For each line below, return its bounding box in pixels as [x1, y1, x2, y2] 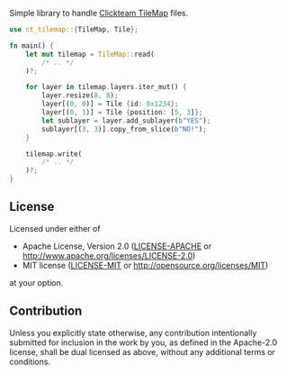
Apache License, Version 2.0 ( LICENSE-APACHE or [22, 241, 212, 251]
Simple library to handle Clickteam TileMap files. [9, 8, 189, 18]
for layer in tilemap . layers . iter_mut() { [25, 83, 187, 92]
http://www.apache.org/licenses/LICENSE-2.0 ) [22, 250, 196, 260]
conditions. [9, 356, 51, 367]
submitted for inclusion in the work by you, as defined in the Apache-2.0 [9, 337, 277, 348]
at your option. [9, 277, 64, 287]
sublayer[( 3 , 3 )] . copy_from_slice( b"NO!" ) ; [41, 124, 207, 133]
